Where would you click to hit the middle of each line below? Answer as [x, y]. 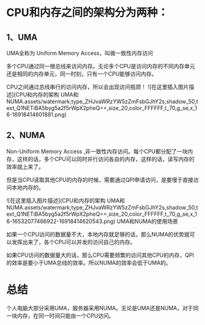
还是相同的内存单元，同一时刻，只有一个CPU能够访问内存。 [82, 74]
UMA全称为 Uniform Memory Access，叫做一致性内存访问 [80, 53]
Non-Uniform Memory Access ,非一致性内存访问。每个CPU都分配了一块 [97, 151]
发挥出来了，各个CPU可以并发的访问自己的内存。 [73, 242]
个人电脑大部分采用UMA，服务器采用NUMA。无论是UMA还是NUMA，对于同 [102, 308]
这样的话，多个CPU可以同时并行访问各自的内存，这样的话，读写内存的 [106, 159]
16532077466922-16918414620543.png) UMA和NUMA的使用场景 [95, 221]
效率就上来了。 [25, 166]
